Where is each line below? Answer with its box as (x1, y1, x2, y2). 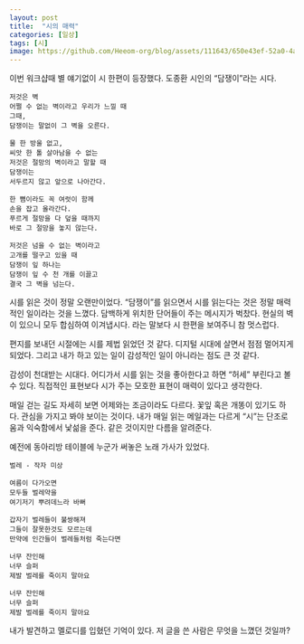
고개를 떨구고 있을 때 (9, 251, 78, 260)
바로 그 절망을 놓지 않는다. (9, 223, 99, 233)
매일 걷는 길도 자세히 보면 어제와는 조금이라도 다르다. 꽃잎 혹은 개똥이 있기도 (9, 400, 278, 411)
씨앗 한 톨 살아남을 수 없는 (9, 148, 99, 158)
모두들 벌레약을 (9, 488, 57, 497)
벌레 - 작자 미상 (9, 461, 63, 470)
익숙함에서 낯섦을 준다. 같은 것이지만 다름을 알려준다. (25, 422, 213, 433)
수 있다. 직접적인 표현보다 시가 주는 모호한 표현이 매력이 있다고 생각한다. (9, 381, 262, 392)
